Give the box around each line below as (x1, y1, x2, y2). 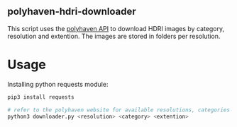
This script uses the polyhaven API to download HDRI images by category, (7, 24, 225, 32)
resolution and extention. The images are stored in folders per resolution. (7, 32, 221, 40)
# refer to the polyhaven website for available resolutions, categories (7, 106, 231, 114)
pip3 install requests (7, 93, 75, 101)
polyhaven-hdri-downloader (7, 6, 136, 18)
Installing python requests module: (7, 80, 109, 88)
